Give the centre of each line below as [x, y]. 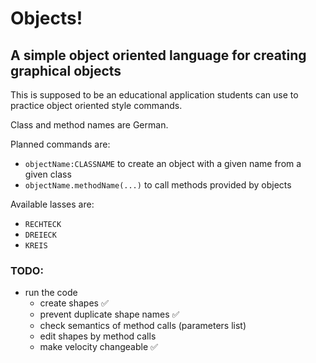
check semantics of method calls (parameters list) [143, 326]
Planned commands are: [60, 144]
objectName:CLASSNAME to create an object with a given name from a [163, 163]
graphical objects [66, 70]
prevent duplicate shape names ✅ [109, 314]
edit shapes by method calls [98, 336]
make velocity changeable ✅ [98, 347]
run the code [51, 293]
